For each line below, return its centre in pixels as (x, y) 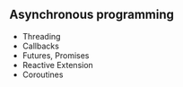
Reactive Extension (58, 65)
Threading (41, 36)
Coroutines (43, 74)
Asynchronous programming (92, 15)
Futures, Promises (56, 55)
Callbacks (41, 46)
